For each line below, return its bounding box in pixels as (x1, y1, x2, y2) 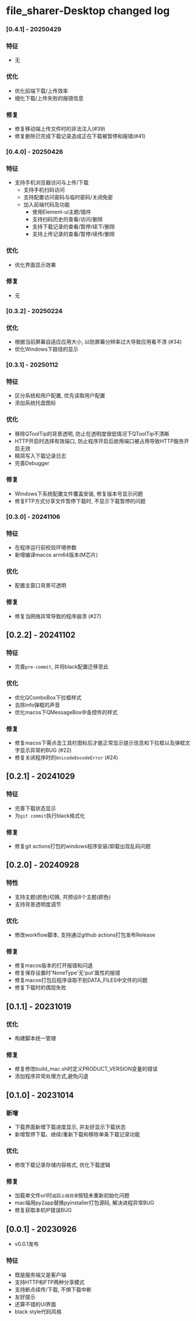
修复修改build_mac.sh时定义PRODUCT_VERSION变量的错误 (14, 1066, 158, 1073)
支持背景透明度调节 (14, 901, 62, 908)
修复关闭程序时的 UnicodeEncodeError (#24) (14, 754, 119, 761)
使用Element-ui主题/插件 (32, 208, 92, 215)
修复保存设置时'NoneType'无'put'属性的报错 (14, 970, 120, 977)
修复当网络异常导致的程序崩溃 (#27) (14, 612, 102, 619)
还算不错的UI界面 (14, 1300, 56, 1307)
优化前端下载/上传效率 (14, 87, 69, 94)
